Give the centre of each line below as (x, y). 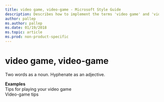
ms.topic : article (24, 32)
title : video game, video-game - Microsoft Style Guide (63, 10)
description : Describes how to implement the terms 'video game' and (77, 14)
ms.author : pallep (24, 23)
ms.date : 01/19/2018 (26, 28)
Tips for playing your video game (38, 89)
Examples (15, 84)
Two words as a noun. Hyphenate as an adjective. (55, 74)
